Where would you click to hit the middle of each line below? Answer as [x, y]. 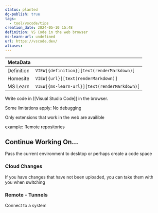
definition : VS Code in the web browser [47, 32]
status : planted [21, 10]
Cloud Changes [24, 166]
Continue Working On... [42, 142]
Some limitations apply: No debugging [43, 108]
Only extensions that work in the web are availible [55, 117]
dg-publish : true [23, 14]
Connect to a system [26, 206]
